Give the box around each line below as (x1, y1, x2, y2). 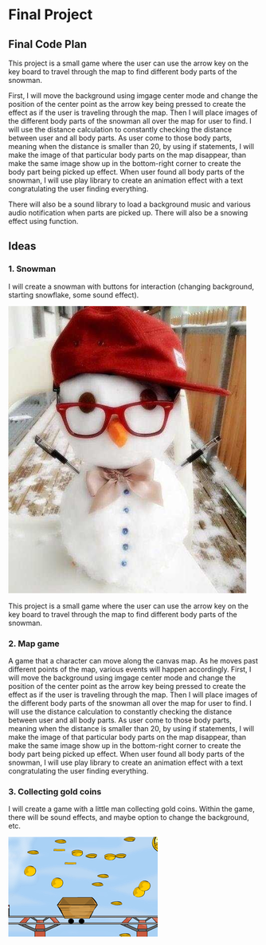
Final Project (8, 6, 93, 24)
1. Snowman (8, 263, 57, 274)
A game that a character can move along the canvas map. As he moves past (8, 656, 259, 665)
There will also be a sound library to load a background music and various (8, 199, 251, 209)
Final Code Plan (8, 37, 88, 51)
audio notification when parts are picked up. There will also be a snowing (8, 208, 248, 217)
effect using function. (8, 217, 79, 226)
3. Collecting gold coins (8, 786, 102, 797)
